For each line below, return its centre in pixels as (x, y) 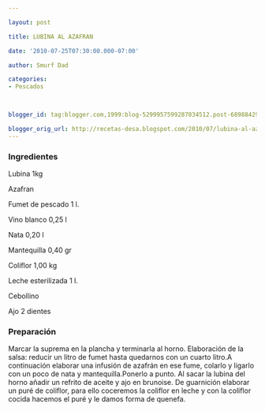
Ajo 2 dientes (30, 312)
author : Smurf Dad (38, 65)
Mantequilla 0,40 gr (40, 250)
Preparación (32, 331)
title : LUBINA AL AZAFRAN (50, 36)
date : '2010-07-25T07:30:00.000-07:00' (74, 51)
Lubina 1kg (26, 174)
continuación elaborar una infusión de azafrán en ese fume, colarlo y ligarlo (131, 366)
